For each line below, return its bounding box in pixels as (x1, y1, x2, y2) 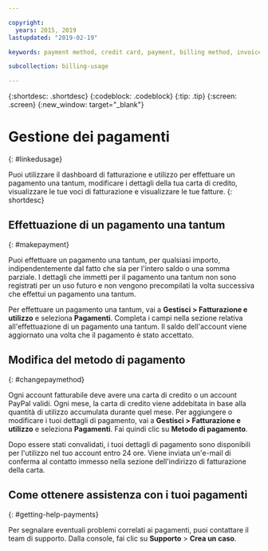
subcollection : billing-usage (8, 62, 109, 70)
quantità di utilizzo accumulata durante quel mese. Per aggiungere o (8, 407, 233, 417)
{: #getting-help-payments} (8, 509, 99, 519)
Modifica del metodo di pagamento (8, 353, 186, 367)
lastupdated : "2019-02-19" (8, 34, 98, 42)
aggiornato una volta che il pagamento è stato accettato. (8, 329, 194, 340)
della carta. (8, 465, 45, 474)
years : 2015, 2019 (15, 26, 77, 34)
